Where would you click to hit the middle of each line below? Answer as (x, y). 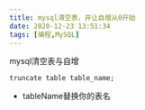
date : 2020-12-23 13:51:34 (60, 26)
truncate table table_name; (62, 78)
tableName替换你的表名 (66, 96)
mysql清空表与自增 (44, 61)
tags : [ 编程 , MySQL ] (45, 34)
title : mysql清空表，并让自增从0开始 (72, 18)
